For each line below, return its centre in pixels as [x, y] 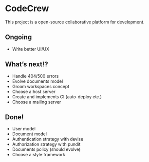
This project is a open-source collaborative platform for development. [75, 22]
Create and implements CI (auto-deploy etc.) [57, 97]
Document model [29, 134]
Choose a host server [34, 91]
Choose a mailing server [37, 102]
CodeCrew [27, 9]
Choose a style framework [39, 155]
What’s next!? [27, 64]
